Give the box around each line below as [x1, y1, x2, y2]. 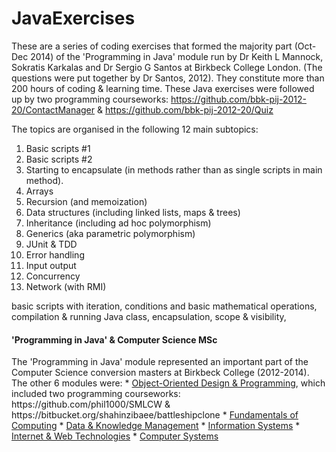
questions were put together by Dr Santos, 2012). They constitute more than [11, 72, 325, 84]
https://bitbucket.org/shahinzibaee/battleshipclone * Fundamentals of [11, 409, 299, 421]
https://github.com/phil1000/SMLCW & [11, 398, 171, 411]
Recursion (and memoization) [25, 195, 148, 207]
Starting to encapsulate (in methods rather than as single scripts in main [25, 163, 323, 176]
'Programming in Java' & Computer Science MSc [11, 333, 218, 346]
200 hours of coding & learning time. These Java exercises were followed [11, 82, 315, 94]
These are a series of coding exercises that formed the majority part [11, 40, 293, 52]
